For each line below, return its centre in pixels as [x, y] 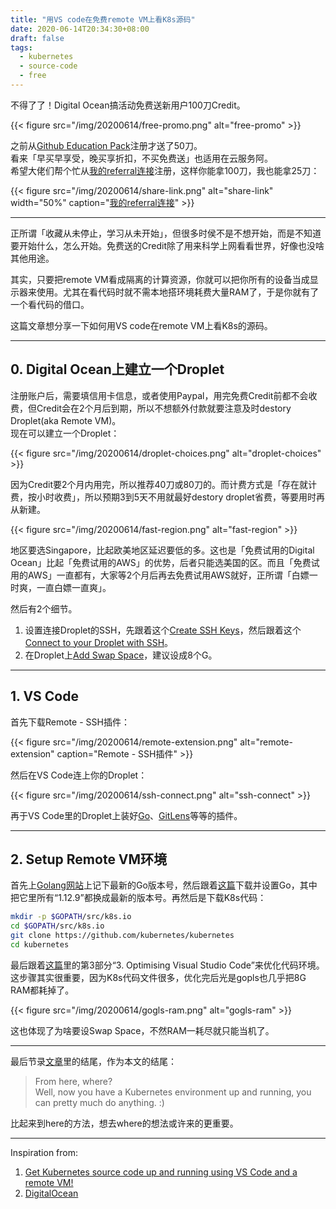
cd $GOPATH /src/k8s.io [57, 926]
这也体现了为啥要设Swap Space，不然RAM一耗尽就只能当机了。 [142, 1030]
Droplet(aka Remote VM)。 [66, 420]
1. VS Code [44, 696]
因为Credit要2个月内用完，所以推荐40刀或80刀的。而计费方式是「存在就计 [163, 484]
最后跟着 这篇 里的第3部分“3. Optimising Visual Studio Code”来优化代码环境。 [167, 965]
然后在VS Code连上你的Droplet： [79, 775]
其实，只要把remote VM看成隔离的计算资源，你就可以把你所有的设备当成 [160, 279]
